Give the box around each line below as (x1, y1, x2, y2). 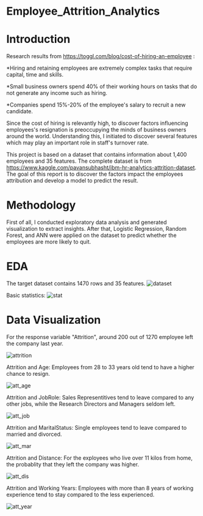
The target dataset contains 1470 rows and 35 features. (6, 280, 146, 287)
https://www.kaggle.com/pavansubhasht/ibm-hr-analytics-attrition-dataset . (6, 164, 197, 171)
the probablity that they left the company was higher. (6, 460, 139, 468)
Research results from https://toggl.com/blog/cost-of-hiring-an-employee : (6, 53, 195, 60)
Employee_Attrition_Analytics (6, 4, 160, 18)
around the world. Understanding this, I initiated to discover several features (6, 133, 198, 140)
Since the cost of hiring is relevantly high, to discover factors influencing (6, 119, 188, 127)
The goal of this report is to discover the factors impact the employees (6, 170, 183, 178)
